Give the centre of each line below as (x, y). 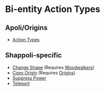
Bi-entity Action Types (53, 9)
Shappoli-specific (34, 55)
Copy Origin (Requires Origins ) (44, 72)
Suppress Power (29, 78)
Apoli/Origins (26, 28)
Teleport (21, 83)
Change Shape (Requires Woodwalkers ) (53, 67)
